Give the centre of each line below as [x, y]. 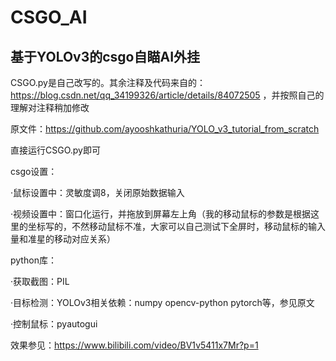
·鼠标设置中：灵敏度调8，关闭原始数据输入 [97, 192]
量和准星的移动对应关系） [63, 239]
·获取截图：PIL [40, 281]
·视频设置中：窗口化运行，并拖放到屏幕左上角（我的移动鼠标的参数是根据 [161, 214]
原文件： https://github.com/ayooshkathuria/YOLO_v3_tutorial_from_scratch [165, 129]
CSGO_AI [49, 17]
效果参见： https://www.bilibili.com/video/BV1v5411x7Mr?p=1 [134, 345]
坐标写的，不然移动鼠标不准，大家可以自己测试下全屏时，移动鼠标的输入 [176, 226]
